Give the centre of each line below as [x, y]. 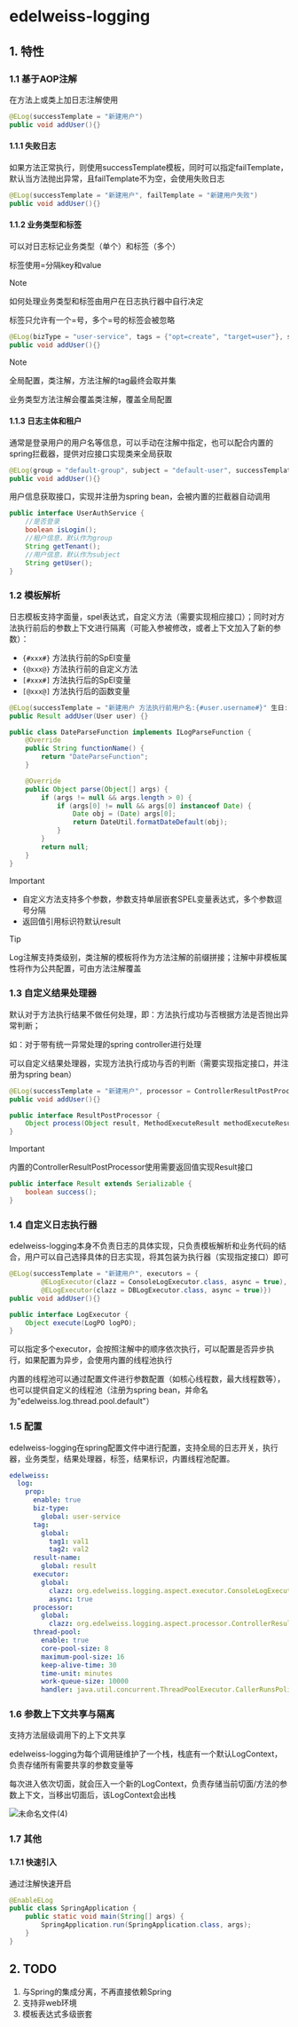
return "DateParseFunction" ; [95, 757]
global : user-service [81, 1516]
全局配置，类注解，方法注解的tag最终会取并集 [93, 380]
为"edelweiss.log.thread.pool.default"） [82, 1401]
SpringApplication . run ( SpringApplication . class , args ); [146, 1925]
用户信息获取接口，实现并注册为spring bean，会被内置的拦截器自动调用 [140, 497]
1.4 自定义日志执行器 [53, 1225]
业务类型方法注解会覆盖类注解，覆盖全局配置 [91, 399]
